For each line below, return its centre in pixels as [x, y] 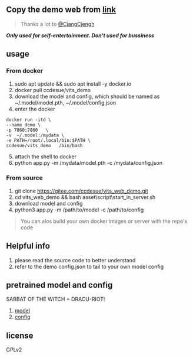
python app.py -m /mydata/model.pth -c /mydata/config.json [89, 162]
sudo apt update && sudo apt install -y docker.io [73, 84]
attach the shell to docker [46, 157]
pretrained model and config [59, 285]
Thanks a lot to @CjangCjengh [57, 24]
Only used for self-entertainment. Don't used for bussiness [80, 35]
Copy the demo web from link [61, 10]
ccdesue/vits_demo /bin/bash [44, 145]
